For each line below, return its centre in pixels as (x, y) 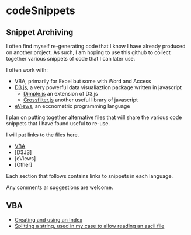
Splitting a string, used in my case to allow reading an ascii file (89, 226)
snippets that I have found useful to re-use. (58, 123)
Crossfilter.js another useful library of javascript (81, 100)
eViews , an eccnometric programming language (72, 106)
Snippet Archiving (40, 32)
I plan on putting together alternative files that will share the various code (94, 117)
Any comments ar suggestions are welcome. (60, 187)
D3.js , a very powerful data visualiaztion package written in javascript (98, 87)
